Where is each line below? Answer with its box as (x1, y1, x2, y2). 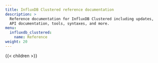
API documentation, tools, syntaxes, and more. (9, 21, 110, 26)
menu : (5, 26, 16, 31)
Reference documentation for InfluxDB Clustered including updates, (9, 16, 154, 21)
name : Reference (14, 35, 48, 40)
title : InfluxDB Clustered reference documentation (5, 7, 114, 12)
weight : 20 (5, 39, 28, 44)
